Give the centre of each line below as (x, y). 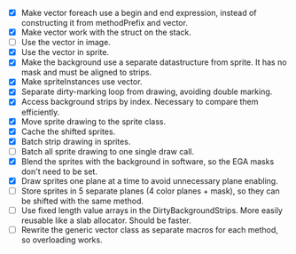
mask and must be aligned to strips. (86, 72)
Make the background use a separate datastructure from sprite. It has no (154, 62)
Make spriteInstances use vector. (82, 82)
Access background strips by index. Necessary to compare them (140, 102)
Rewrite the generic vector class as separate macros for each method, (149, 230)
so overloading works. (62, 240)
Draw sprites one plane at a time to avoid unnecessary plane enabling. (149, 180)
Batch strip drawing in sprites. (76, 141)
